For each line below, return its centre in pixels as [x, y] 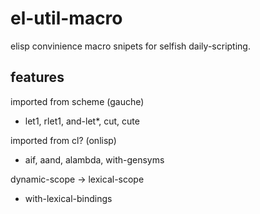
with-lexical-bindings [68, 198]
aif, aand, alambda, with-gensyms [94, 159]
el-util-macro [66, 18]
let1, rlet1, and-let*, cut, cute [82, 121]
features [37, 77]
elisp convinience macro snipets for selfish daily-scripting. [130, 46]
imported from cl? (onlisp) [63, 140]
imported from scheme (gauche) [77, 101]
